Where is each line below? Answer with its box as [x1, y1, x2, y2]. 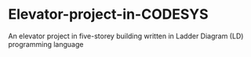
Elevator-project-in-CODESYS [8, 5, 209, 23]
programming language [8, 39, 84, 48]
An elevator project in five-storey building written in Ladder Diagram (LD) [8, 31, 244, 41]
